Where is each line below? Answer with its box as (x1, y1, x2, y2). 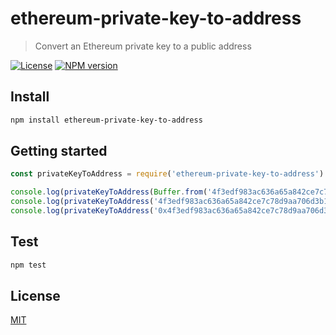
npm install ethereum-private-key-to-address (10, 115, 203, 125)
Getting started (10, 143, 108, 160)
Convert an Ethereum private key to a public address (34, 40, 252, 52)
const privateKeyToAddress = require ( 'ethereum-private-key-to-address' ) (10, 169, 325, 179)
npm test (10, 260, 47, 270)
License (10, 288, 61, 305)
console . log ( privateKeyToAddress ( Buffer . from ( (10, 187, 208, 197)
